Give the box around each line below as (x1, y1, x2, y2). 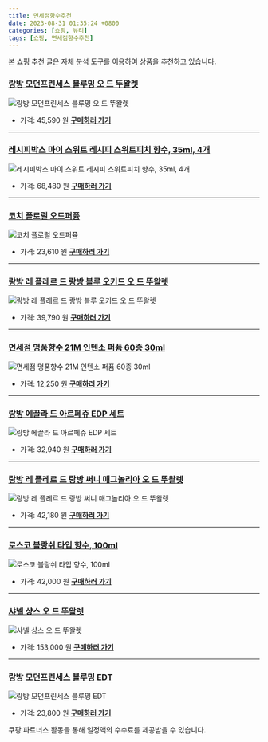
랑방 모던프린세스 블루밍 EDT (8, 671, 113, 682)
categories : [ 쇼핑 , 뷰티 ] (8, 26, 88, 34)
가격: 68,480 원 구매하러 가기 (19, 181, 112, 190)
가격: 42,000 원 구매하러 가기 (19, 576, 112, 586)
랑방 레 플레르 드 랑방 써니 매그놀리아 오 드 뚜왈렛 (8, 473, 183, 485)
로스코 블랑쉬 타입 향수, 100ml (8, 540, 118, 551)
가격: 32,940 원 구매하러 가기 (19, 445, 112, 454)
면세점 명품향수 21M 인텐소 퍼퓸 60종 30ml (8, 342, 166, 353)
